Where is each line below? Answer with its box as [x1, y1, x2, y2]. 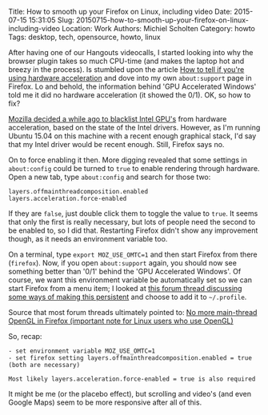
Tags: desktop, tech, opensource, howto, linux [8, 32, 162, 42]
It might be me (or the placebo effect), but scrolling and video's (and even [8, 389, 252, 398]
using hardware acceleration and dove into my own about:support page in [8, 74, 252, 82]
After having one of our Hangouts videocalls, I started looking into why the [8, 48, 254, 57]
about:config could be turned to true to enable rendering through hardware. [8, 164, 260, 173]
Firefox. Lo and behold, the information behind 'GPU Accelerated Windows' [8, 82, 257, 91]
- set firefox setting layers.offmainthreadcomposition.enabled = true [8, 354, 252, 362]
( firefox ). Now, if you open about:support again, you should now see [8, 258, 238, 267]
